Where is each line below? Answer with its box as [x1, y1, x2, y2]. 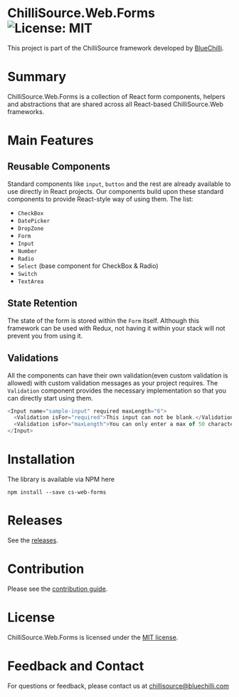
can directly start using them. [7, 393, 94, 402]
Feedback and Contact [7, 658, 144, 674]
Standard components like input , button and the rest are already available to [7, 180, 231, 188]
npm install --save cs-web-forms [7, 488, 107, 496]
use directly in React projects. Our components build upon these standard [7, 187, 224, 195]
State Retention [7, 297, 78, 309]
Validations [7, 352, 59, 364]
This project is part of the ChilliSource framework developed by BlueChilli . [7, 43, 224, 52]
